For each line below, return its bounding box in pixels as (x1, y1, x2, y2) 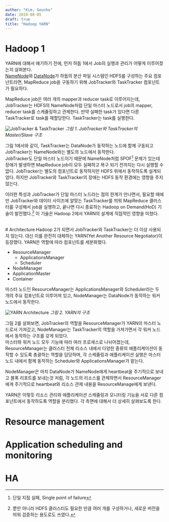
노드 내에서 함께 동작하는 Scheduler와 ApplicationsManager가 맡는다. (5, 358, 144, 364)
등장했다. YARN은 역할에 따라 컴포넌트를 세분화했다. (5, 239, 107, 245)
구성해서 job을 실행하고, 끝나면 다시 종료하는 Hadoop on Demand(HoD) (14, 204, 157, 210)
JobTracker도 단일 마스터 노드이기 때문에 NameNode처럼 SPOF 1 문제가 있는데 (5, 154, 160, 161)
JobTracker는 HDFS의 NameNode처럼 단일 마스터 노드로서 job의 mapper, (5, 103, 153, 109)
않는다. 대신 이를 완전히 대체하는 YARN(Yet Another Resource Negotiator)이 (10, 232, 162, 239)
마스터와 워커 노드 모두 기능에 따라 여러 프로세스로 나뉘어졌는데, (5, 339, 130, 345)
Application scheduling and (5, 439, 123, 450)
